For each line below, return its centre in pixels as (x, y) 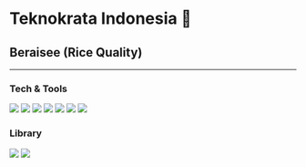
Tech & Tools (39, 89)
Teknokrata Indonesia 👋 (101, 19)
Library (26, 133)
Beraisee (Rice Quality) (76, 52)
